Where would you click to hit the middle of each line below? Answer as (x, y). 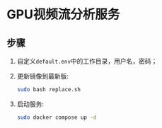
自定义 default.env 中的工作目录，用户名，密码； (87, 61)
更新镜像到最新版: (42, 76)
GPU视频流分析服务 (63, 14)
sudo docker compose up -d (57, 117)
